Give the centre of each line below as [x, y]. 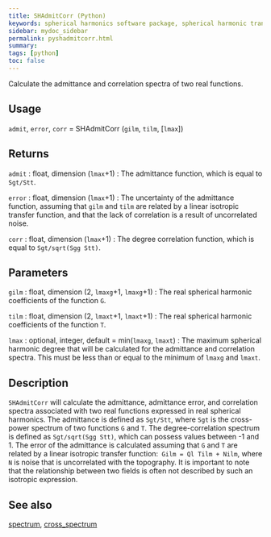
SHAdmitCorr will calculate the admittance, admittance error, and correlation [133, 402]
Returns [29, 154]
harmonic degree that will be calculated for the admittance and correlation [132, 349]
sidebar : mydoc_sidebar [48, 31]
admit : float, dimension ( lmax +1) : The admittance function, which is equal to [135, 173]
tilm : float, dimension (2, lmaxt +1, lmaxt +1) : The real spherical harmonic [130, 316]
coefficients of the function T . [57, 325]
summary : [23, 46]
